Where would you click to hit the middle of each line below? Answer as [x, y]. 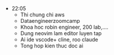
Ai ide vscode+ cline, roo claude [59, 39]
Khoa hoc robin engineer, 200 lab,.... [64, 27]
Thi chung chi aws [42, 15]
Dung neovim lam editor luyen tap [61, 33]
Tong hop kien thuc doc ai [52, 46]
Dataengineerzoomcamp [50, 21]
